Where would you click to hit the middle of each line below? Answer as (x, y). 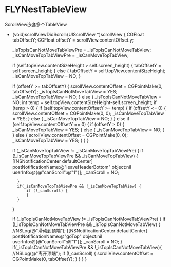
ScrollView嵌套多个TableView (36, 24)
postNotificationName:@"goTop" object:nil (57, 236)
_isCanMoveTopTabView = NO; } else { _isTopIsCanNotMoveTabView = (87, 97)
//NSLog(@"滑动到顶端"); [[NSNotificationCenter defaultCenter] (80, 230)
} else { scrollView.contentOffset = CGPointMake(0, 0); (70, 135)
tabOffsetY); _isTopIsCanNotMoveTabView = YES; (65, 91)
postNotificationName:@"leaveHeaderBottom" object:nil (72, 167)
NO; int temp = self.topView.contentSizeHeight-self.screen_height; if (84, 102)
